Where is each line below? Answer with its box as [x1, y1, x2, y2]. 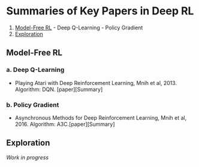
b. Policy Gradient [6, 101, 59, 109]
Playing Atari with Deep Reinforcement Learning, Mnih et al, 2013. [14, 79, 177, 86]
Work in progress [6, 154, 49, 161]
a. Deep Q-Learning [6, 66, 65, 74]
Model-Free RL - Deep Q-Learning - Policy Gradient [14, 24, 143, 31]
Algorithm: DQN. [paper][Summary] [14, 86, 103, 93]
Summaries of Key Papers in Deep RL [6, 4, 194, 18]
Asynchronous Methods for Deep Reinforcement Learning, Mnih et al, [14, 114, 187, 121]
